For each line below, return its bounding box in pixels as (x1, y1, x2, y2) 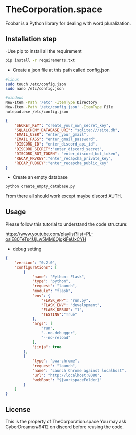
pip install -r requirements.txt (5, 58, 75, 63)
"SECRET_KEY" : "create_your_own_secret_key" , (14, 123, 111, 128)
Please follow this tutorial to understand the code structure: (5, 221, 128, 227)
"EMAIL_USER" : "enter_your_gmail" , (14, 132, 89, 137)
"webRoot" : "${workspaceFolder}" (32, 377, 102, 382)
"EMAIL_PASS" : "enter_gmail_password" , (14, 137, 98, 142)
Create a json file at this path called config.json (12, 67, 110, 73)
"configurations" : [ (14, 265, 57, 270)
